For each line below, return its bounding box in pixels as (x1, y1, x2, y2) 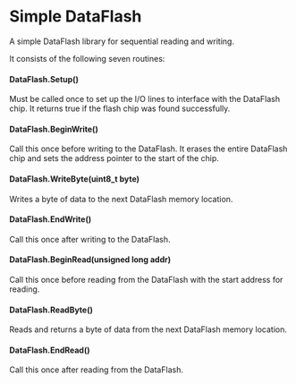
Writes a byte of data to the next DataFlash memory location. (9, 193, 233, 204)
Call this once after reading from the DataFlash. (9, 364, 183, 375)
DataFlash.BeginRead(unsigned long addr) (9, 254, 172, 265)
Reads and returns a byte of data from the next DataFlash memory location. (9, 324, 288, 335)
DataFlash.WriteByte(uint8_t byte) (9, 173, 140, 184)
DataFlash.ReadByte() (9, 304, 94, 315)
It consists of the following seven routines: (9, 53, 165, 64)
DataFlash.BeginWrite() (9, 124, 98, 134)
